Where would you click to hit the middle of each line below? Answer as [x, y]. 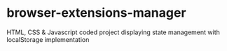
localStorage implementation [48, 39]
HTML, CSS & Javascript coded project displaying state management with [113, 32]
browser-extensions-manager [96, 13]
